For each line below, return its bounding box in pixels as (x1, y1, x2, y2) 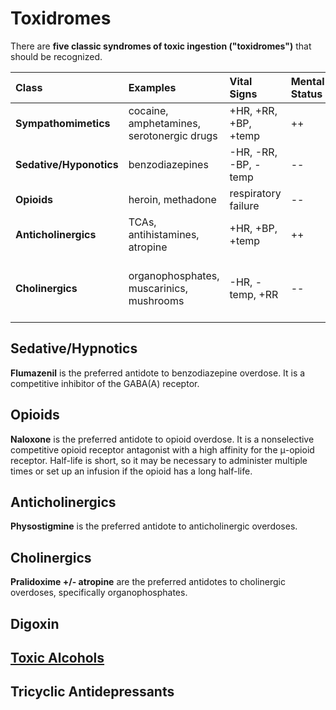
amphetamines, (128, 116, 201, 130)
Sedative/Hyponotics (15, 157, 119, 171)
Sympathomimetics (15, 116, 111, 130)
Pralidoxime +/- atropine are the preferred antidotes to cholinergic (10, 576, 286, 588)
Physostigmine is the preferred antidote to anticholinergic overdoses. (10, 520, 298, 532)
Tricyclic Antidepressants (10, 683, 175, 701)
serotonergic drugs (128, 128, 218, 142)
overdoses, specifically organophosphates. (10, 587, 188, 599)
